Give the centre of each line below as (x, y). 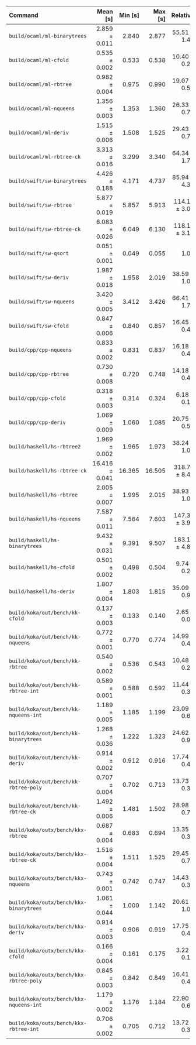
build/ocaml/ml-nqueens (42, 109)
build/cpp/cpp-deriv (37, 422)
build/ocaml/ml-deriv (39, 133)
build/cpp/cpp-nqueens (40, 350)
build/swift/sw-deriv (39, 277)
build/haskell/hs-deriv (42, 592)
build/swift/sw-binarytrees (48, 181)
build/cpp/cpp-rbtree (39, 374)
